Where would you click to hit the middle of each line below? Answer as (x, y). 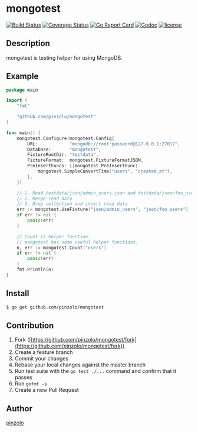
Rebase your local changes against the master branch (80, 365)
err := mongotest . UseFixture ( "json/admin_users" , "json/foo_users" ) (103, 209)
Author (19, 409)
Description (28, 43)
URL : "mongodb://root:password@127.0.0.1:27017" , (104, 144)
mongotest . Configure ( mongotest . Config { (66, 138)
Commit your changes (42, 359)
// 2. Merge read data (44, 199)
